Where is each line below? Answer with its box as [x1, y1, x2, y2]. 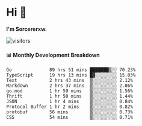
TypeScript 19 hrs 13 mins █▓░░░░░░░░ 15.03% [6, 72, 136, 78]
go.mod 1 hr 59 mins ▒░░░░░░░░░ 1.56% [6, 88, 134, 94]
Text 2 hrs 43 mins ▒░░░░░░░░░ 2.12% [6, 78, 134, 84]
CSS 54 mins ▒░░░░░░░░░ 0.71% [6, 115, 134, 121]
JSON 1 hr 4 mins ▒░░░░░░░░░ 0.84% [6, 99, 134, 105]
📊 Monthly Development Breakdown [6, 51, 100, 58]
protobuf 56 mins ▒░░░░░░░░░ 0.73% [6, 109, 134, 115]
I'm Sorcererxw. [6, 25, 47, 33]
